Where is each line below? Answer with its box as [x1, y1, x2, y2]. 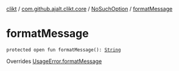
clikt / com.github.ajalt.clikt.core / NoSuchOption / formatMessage [6, 6, 173, 12]
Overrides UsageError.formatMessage [6, 58, 102, 65]
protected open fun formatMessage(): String [6, 47, 121, 53]
